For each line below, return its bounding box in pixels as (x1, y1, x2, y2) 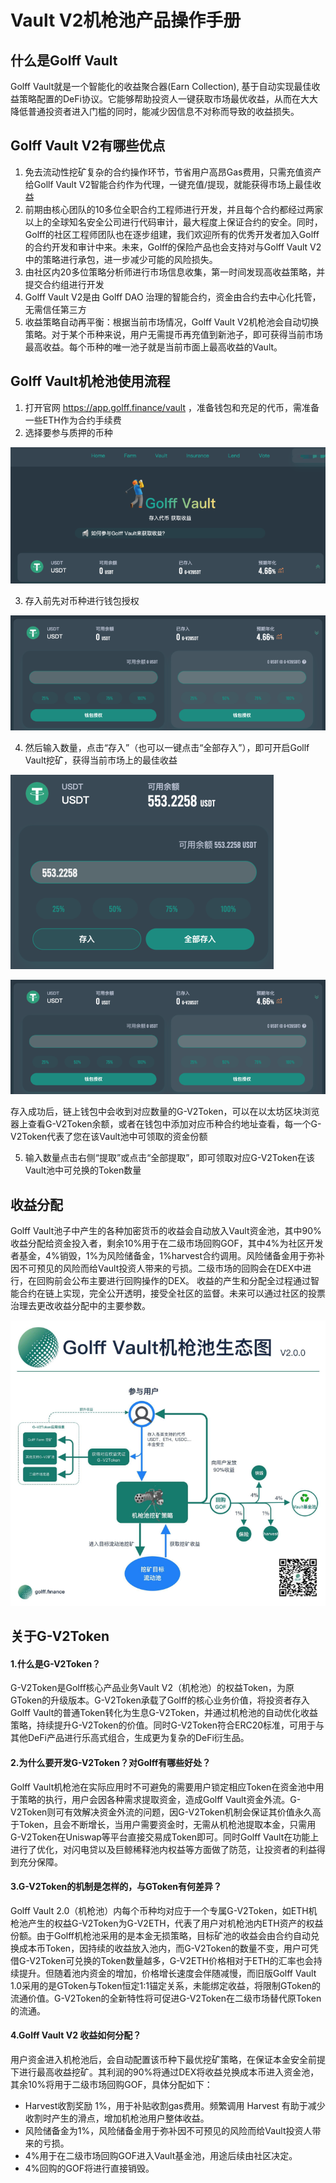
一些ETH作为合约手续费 (24, 414, 122, 426)
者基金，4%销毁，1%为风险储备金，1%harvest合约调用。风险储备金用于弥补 (10, 1250, 326, 1262)
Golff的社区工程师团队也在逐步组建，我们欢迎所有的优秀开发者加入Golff (24, 228, 320, 240)
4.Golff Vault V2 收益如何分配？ (10, 2029, 142, 2041)
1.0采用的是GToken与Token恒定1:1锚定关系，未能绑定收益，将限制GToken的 (10, 1979, 322, 1991)
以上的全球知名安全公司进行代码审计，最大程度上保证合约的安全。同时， (24, 216, 323, 228)
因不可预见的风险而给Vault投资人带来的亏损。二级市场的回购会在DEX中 (10, 1262, 303, 1275)
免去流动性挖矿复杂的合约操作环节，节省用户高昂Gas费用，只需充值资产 (24, 166, 322, 178)
